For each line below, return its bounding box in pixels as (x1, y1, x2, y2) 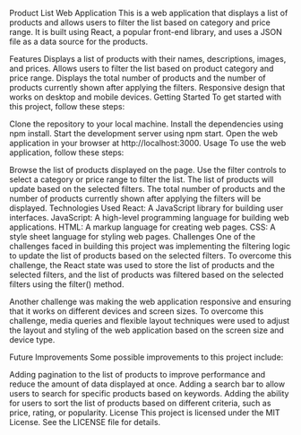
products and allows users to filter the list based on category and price (9, 17, 271, 28)
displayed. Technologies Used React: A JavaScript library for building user (9, 203, 284, 213)
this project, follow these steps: (9, 101, 125, 111)
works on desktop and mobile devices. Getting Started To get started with (9, 91, 282, 102)
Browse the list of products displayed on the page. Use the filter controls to (9, 165, 287, 175)
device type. (9, 335, 56, 344)
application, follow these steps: (9, 147, 125, 158)
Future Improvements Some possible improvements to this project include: (9, 352, 284, 362)
